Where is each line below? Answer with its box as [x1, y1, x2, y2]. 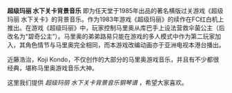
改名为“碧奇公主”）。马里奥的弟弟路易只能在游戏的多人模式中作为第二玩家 [7, 32, 215, 40]
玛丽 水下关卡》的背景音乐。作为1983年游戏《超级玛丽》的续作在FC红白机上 [7, 15, 224, 23]
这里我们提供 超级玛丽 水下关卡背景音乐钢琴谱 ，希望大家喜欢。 [7, 79, 188, 86]
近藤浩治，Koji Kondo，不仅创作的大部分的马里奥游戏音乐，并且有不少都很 [7, 55, 220, 64]
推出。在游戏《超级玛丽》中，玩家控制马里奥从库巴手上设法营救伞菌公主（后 [7, 24, 225, 31]
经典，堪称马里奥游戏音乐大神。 [7, 64, 98, 72]
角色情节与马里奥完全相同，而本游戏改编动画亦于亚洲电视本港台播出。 [25, 41, 225, 49]
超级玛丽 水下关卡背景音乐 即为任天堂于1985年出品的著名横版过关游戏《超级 [7, 7, 224, 14]
